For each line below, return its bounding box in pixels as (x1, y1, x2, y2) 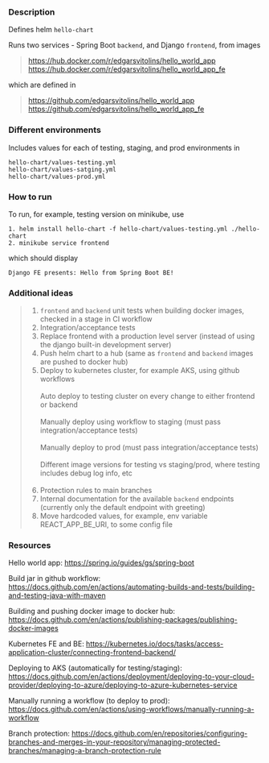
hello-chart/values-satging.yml (8, 165, 116, 173)
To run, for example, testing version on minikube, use (8, 209, 185, 219)
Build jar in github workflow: (8, 574, 101, 583)
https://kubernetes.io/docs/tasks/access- (85, 639, 224, 649)
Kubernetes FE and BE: (8, 639, 84, 649)
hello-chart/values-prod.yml (8, 172, 106, 180)
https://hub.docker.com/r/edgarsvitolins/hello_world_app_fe (27, 64, 226, 74)
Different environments (8, 124, 102, 135)
